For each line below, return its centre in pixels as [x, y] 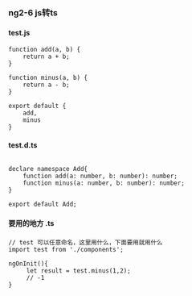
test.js [19, 32]
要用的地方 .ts [31, 223]
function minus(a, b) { [48, 78]
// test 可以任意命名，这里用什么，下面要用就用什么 [86, 242]
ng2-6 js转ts [33, 12]
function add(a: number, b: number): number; [100, 176]
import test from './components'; [66, 249]
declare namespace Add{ [48, 169]
